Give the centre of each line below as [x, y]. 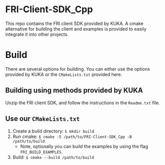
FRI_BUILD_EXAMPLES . [41, 152]
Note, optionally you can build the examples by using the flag [84, 146]
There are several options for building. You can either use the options [78, 69]
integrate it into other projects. [37, 34]
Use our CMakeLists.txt [43, 119]
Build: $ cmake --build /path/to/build [53, 157]
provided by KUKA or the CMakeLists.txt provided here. [64, 74]
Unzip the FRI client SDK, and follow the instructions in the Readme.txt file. [82, 102]
